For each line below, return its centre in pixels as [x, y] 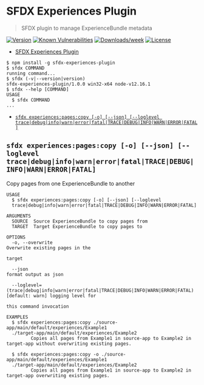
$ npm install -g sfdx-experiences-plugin [61, 63]
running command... [31, 73]
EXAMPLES [17, 317]
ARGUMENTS [19, 216]
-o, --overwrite [32, 242]
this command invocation [38, 306]
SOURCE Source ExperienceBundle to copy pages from [80, 221]
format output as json [35, 274]
